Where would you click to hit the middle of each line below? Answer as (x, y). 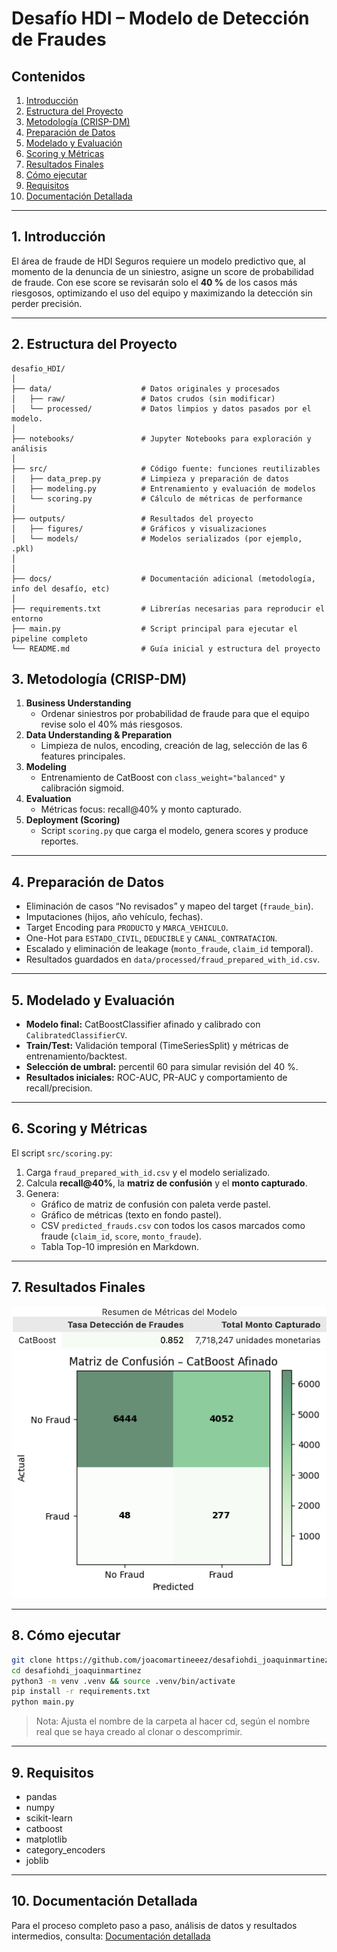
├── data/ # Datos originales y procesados (146, 388)
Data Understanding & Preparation (99, 735)
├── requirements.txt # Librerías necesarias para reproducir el (168, 608)
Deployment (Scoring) (73, 820)
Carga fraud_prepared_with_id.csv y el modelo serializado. (148, 1172)
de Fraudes (59, 39)
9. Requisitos (52, 1772)
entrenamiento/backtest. (76, 1056)
